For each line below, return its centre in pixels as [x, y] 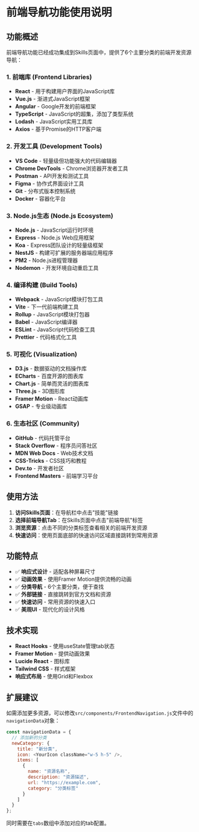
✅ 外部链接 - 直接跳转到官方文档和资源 [63, 594]
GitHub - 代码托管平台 [43, 438]
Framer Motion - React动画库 [52, 399]
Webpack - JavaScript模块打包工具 [59, 300]
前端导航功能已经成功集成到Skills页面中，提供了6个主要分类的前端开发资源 [99, 52]
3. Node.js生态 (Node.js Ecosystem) [60, 215]
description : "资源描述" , [58, 777]
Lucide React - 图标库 [43, 661]
